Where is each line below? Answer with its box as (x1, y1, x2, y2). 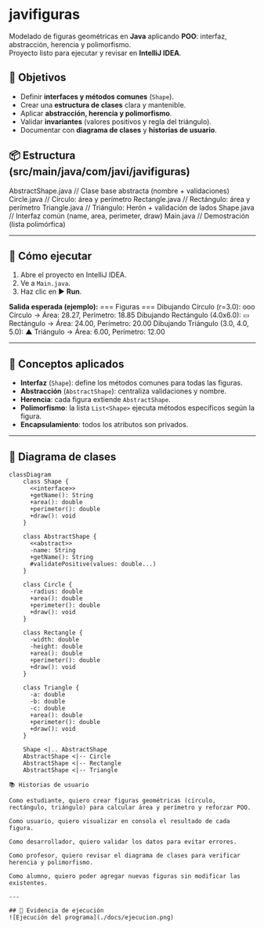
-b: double (29, 697, 66, 705)
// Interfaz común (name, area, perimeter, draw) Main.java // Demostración (9, 210, 250, 221)
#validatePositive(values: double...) (29, 560, 157, 568)
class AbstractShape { (23, 532, 97, 540)
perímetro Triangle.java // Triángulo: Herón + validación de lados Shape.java (9, 203, 255, 212)
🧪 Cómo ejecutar (9, 249, 92, 262)
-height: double (29, 642, 83, 650)
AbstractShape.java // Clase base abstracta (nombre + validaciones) (9, 186, 230, 196)
